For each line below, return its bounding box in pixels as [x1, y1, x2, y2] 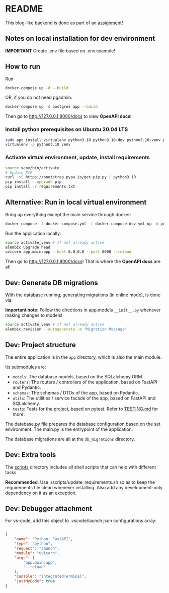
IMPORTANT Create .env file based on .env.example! [5, 47, 116, 53]
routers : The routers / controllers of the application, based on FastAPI [12, 379, 157, 385]
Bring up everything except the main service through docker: [5, 211, 132, 217]
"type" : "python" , [14, 541, 53, 547]
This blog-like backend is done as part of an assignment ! [5, 20, 123, 26]
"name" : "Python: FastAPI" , [14, 537, 73, 542]
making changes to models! [5, 312, 63, 318]
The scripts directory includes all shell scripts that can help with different [5, 464, 156, 470]
